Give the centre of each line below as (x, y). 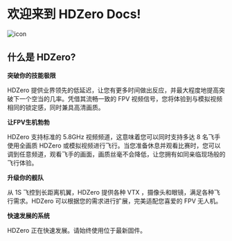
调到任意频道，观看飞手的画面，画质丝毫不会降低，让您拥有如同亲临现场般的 (116, 154)
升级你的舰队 (25, 177)
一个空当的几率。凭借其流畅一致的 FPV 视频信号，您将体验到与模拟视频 (121, 98)
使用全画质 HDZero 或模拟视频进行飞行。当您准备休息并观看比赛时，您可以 (114, 145)
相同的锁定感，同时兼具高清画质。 (56, 107)
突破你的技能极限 (32, 75)
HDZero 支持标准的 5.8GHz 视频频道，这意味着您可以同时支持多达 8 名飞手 (114, 136)
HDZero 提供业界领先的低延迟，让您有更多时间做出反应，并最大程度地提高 (113, 90)
